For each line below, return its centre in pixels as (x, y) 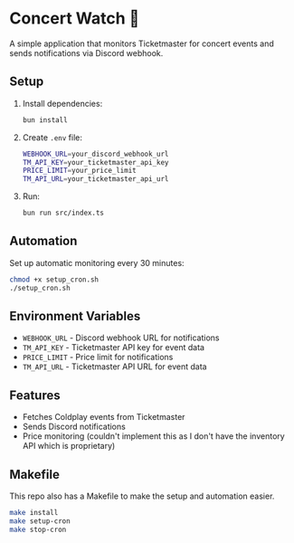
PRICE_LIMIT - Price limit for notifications (98, 357)
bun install (45, 120)
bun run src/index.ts (63, 213)
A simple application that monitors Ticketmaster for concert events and (142, 43)
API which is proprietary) (69, 446)
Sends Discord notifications (74, 427)
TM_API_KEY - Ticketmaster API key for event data (114, 348)
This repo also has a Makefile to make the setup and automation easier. (142, 496)
